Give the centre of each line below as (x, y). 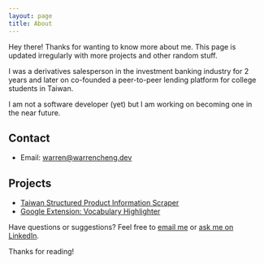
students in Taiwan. (41, 88)
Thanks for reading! (41, 252)
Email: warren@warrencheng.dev (76, 158)
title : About (30, 24)
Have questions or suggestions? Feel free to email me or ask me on (121, 227)
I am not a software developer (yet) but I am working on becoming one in (130, 104)
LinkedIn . (24, 236)
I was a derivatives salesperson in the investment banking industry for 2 (129, 71)
